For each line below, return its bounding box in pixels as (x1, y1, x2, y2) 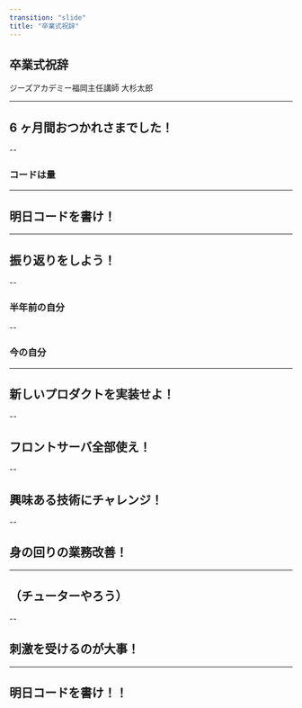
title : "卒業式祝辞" (9, 22, 79, 31)
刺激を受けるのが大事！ (9, 641, 139, 657)
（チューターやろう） (9, 588, 128, 604)
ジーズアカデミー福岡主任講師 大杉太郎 (9, 83, 154, 94)
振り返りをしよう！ (9, 253, 116, 268)
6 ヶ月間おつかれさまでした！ (9, 120, 173, 135)
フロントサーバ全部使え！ (9, 439, 151, 454)
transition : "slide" (9, 13, 87, 22)
